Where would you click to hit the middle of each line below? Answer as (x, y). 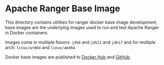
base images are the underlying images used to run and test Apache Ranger (82, 27)
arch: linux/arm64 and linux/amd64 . (41, 47)
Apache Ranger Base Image (63, 9)
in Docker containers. (27, 32)
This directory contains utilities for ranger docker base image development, (81, 22)
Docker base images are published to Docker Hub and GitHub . (68, 57)
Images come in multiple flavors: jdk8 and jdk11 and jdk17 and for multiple (80, 42)
